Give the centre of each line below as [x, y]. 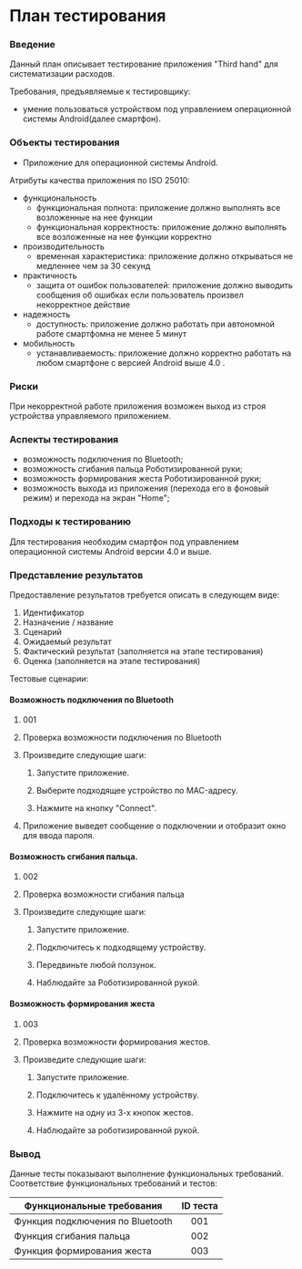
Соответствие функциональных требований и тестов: [114, 1183]
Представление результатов [76, 575]
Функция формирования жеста [83, 1251]
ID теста [200, 1205]
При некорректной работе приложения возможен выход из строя [138, 406]
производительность [63, 246]
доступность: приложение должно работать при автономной [156, 324]
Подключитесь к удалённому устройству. [118, 1095]
